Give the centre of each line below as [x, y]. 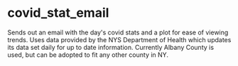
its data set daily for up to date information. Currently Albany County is [111, 47]
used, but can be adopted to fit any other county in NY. [88, 55]
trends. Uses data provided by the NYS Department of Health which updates [119, 39]
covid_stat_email [58, 13]
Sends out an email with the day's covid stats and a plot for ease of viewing [118, 32]
